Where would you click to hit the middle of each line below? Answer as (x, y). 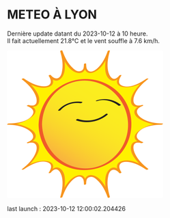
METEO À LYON (52, 15)
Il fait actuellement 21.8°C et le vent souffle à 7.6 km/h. (84, 40)
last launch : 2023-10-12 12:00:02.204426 (67, 208)
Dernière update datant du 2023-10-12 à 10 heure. (77, 33)
